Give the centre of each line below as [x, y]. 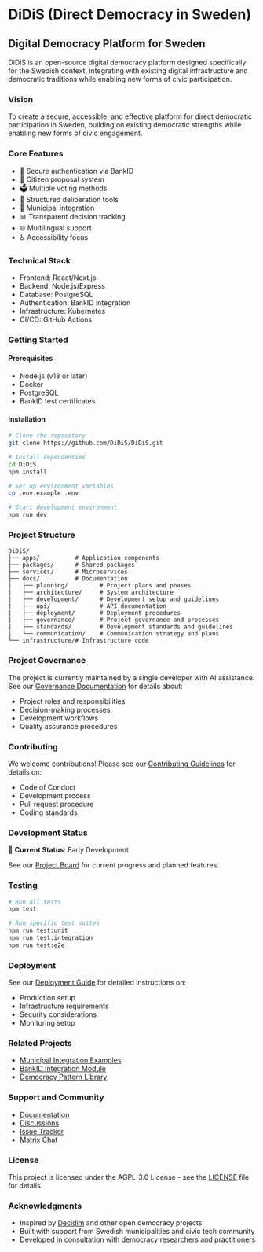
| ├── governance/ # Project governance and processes [114, 620]
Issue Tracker [42, 1131]
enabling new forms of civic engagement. [75, 133]
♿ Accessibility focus [54, 237]
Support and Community [56, 1097]
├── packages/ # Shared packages [71, 565]
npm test [22, 909]
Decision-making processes [65, 709]
